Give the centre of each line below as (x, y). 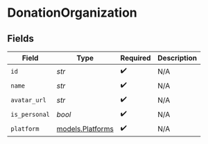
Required (136, 58)
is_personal (31, 114)
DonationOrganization (72, 13)
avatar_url (28, 100)
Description (177, 58)
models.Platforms (85, 129)
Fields (21, 39)
